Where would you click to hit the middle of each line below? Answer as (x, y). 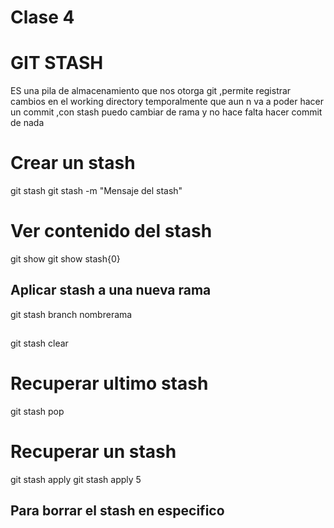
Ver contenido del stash (111, 231)
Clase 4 (42, 17)
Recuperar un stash (93, 452)
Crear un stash (73, 163)
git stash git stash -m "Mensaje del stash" (96, 191)
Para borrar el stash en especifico (117, 511)
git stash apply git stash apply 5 (76, 480)
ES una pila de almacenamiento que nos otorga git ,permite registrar (151, 91)
